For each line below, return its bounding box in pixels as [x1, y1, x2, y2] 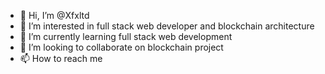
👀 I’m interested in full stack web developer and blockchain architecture [19, 20, 315, 32]
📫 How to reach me [19, 53, 103, 64]
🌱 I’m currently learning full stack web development [19, 31, 233, 42]
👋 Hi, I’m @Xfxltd [19, 10, 90, 21]
